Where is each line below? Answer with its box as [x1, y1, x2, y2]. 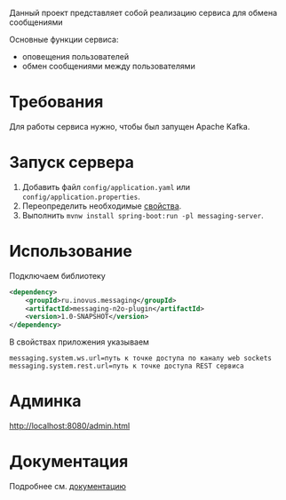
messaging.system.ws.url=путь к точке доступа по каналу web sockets [9, 354, 273, 363]
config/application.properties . [21, 191, 140, 202]
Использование [9, 242, 133, 261]
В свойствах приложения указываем [9, 337, 149, 347]
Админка [9, 391, 82, 411]
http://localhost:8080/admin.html [9, 421, 131, 432]
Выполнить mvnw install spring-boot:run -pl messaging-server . [21, 210, 264, 220]
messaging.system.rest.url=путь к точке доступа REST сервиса [9, 361, 244, 371]
